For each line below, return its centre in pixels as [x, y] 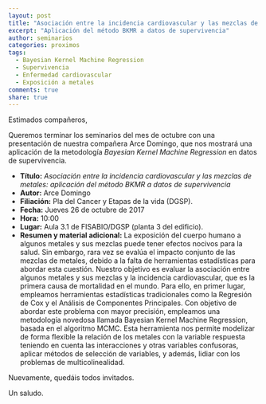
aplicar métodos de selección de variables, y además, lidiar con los [130, 354]
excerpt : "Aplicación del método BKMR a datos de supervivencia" [119, 30]
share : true [28, 97]
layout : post [30, 16]
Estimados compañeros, [48, 120]
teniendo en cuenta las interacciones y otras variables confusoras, [129, 345]
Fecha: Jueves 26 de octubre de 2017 [82, 210]
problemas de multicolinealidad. [72, 363]
